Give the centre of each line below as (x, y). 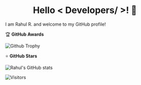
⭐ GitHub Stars (21, 56)
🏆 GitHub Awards (25, 34)
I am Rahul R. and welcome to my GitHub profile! (56, 24)
